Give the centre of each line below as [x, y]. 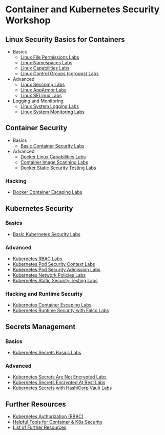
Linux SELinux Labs [41, 95]
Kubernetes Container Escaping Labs [52, 305]
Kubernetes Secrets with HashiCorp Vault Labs [62, 388]
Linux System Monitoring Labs [52, 112]
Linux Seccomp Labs [43, 84]
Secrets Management [40, 327]
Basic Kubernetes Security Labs [46, 234]
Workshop [28, 20]
